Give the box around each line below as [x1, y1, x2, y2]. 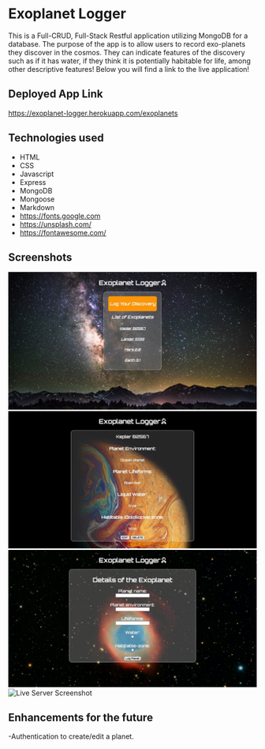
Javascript [19, 169, 54, 179]
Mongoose [19, 194, 55, 204]
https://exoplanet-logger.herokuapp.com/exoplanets [8, 108, 178, 118]
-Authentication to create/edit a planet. [8, 732, 134, 741]
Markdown [19, 202, 55, 212]
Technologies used [8, 131, 104, 145]
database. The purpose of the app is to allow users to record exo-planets [8, 39, 246, 48]
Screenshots [8, 250, 73, 264]
